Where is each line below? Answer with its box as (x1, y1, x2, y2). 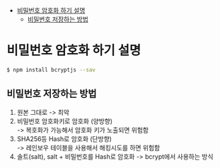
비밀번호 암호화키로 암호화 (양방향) (16, 116, 113, 125)
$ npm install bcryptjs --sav (6, 66, 96, 73)
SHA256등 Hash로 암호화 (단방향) (16, 134, 112, 143)
